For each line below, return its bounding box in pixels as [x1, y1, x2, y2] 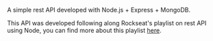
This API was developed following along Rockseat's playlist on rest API [7, 19, 207, 27]
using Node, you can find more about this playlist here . [7, 27, 162, 34]
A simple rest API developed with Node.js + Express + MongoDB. [7, 6, 190, 14]
